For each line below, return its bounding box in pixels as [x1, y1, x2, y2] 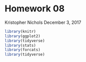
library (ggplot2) [4, 33, 41, 39]
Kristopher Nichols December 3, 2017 [4, 19, 82, 25]
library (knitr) [4, 29, 36, 34]
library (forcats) [4, 48, 41, 53]
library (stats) [4, 43, 36, 48]
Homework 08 [4, 3, 65, 14]
